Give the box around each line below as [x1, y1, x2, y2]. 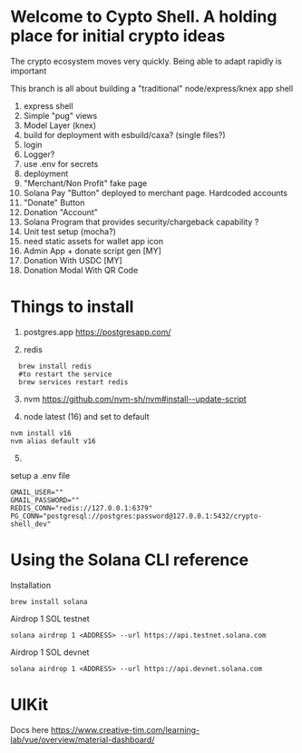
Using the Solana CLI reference [10, 550, 248, 570]
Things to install [10, 297, 134, 317]
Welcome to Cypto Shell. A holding [10, 6, 278, 27]
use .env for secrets [23, 158, 99, 169]
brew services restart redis [18, 377, 129, 387]
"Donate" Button [23, 197, 85, 208]
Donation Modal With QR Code [23, 264, 139, 275]
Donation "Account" [23, 206, 99, 217]
